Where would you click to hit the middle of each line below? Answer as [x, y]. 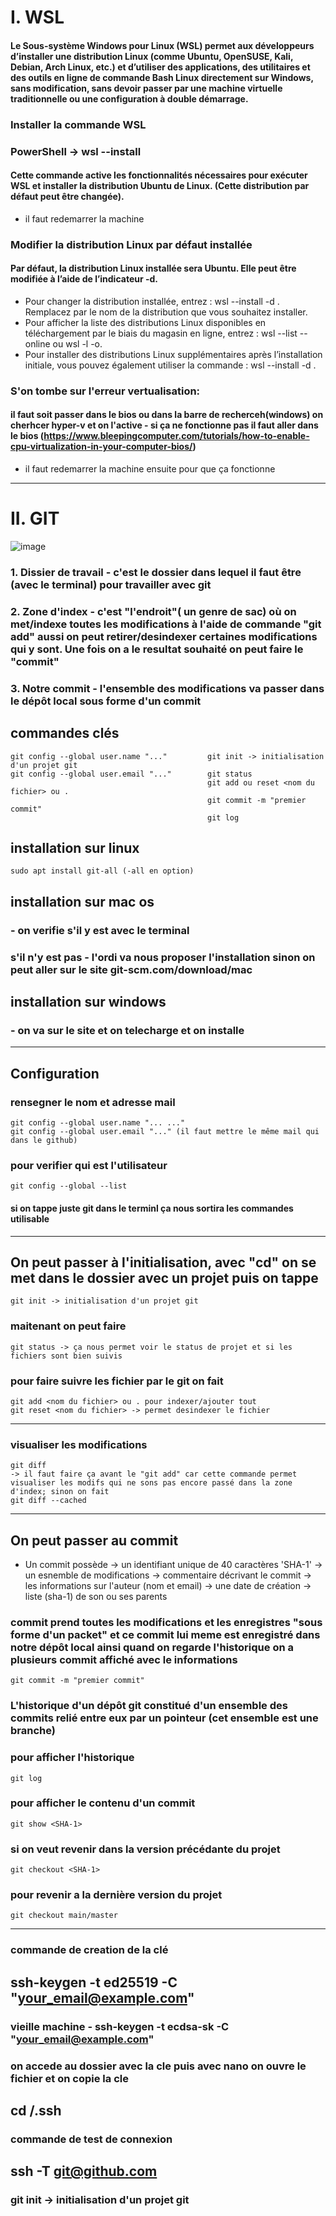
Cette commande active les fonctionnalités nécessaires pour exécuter [159, 175]
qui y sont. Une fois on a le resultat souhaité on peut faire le [157, 649]
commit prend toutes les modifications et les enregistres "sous [166, 1622]
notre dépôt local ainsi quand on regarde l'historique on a [152, 1647]
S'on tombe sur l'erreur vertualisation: [105, 391]
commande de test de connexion [91, 2139]
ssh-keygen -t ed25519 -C [94, 1982]
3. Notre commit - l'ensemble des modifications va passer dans [167, 688]
